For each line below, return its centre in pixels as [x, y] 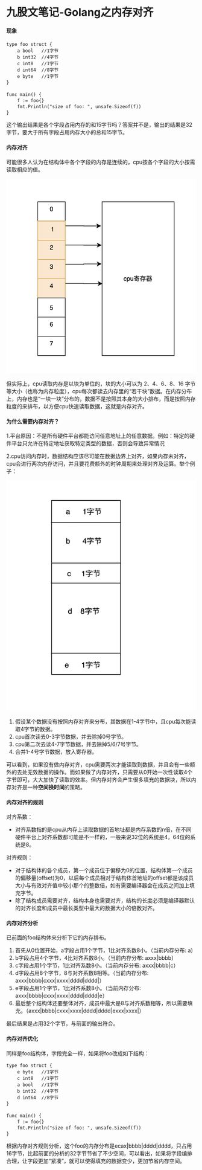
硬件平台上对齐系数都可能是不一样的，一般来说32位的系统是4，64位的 [103, 837]
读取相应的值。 [25, 169]
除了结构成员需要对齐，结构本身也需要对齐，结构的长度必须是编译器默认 [105, 901]
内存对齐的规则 [25, 802]
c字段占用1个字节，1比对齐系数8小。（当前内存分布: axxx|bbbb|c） [97, 966]
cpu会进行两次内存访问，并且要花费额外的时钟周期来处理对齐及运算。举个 [98, 464]
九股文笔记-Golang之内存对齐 [80, 12]
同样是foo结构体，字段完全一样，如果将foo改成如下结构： [78, 1053]
